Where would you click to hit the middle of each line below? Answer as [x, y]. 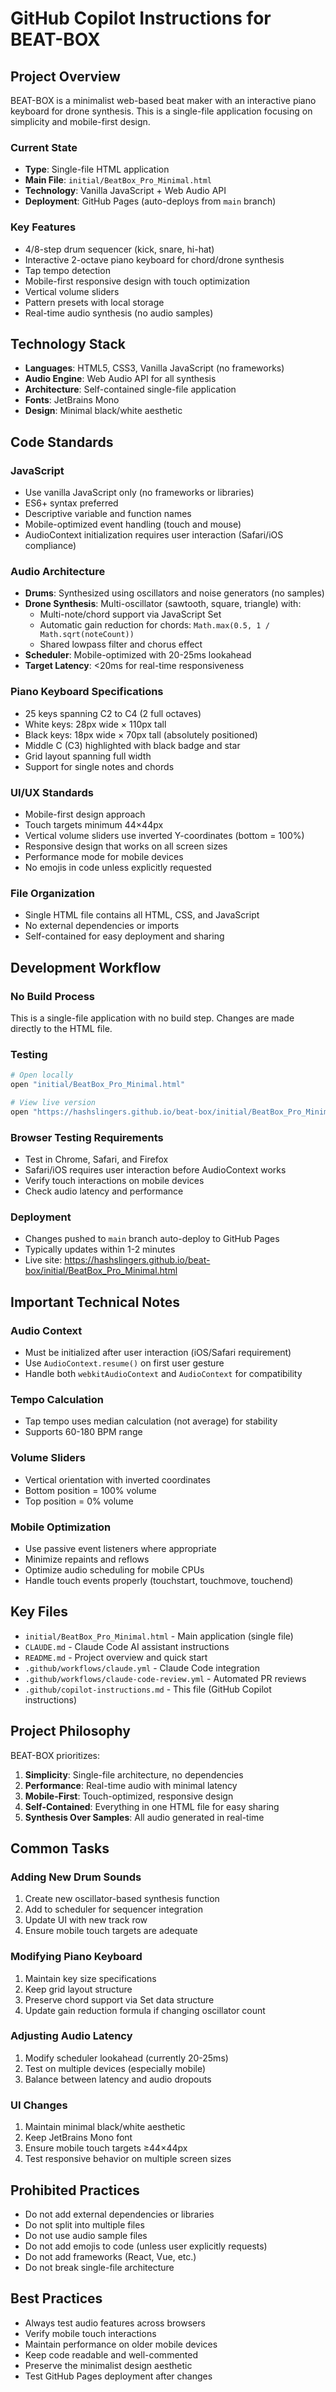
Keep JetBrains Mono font [78, 2138]
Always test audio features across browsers [115, 2323]
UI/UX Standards [52, 792]
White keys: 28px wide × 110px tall [95, 724]
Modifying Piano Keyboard [76, 1957]
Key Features [43, 227]
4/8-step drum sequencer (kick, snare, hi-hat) [119, 249]
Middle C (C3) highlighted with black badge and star [132, 745]
